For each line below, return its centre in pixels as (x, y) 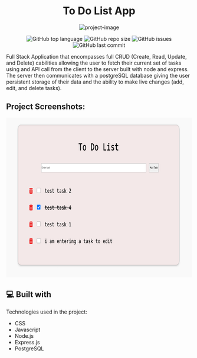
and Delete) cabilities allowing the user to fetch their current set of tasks (94, 63)
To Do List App (99, 11)
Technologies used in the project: (47, 312)
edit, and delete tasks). (34, 88)
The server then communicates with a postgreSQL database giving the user (98, 75)
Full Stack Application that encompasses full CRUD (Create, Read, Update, (96, 56)
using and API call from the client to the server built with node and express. (97, 69)
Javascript (27, 330)
